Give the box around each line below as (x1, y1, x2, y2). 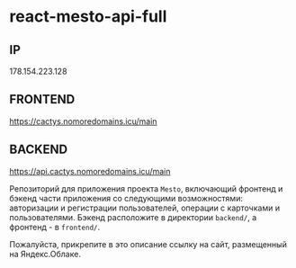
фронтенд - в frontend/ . (9, 221, 101, 232)
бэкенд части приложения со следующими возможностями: (9, 192, 243, 203)
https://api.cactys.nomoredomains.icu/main (9, 165, 171, 176)
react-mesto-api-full (9, 6, 167, 27)
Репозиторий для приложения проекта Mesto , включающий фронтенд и (9, 183, 283, 194)
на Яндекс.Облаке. (9, 248, 81, 259)
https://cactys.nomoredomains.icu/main (9, 115, 157, 127)
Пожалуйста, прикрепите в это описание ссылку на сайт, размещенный (9, 238, 288, 249)
